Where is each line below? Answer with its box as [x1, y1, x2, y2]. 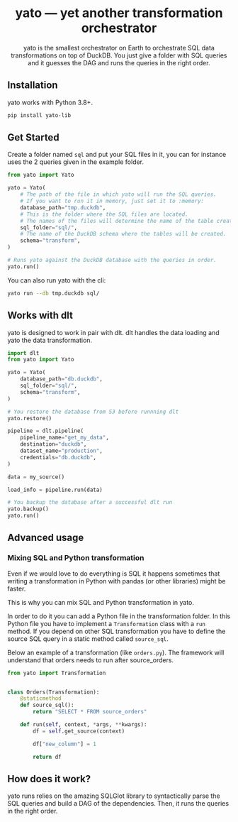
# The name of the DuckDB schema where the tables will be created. [20, 231, 227, 238]
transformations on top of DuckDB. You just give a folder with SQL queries [10, 51, 227, 60]
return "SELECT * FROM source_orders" [33, 708, 147, 716]
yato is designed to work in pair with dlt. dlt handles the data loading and [7, 328, 220, 336]
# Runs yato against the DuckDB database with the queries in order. [7, 257, 217, 264]
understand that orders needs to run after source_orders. [7, 655, 174, 664]
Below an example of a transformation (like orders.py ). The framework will [7, 648, 225, 657]
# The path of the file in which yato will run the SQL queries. [20, 191, 217, 198]
